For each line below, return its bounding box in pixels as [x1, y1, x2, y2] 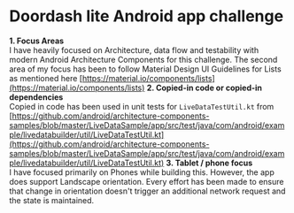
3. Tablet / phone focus [166, 157, 253, 168]
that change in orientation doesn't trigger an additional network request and [9, 186, 286, 196]
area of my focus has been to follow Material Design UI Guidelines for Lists [9, 64, 282, 74]
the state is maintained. [9, 194, 95, 205]
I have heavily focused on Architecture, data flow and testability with [9, 44, 259, 55]
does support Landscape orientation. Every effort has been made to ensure [9, 176, 284, 186]
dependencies [9, 91, 64, 103]
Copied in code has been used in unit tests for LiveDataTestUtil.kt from [9, 101, 275, 111]
